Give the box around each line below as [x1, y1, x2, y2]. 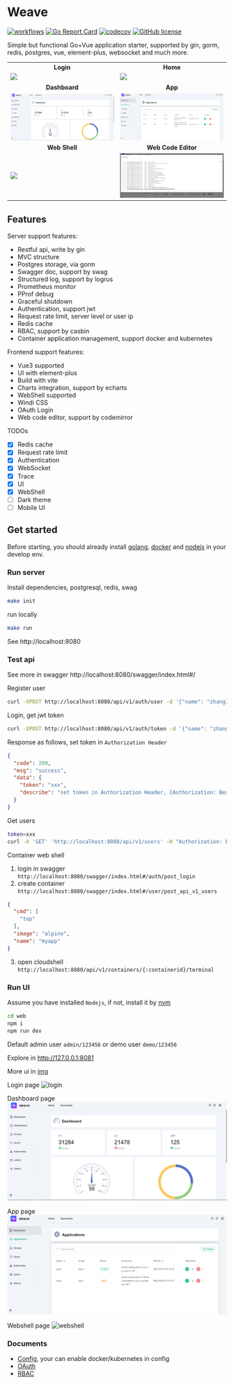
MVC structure [17, 253, 60, 262]
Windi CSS [17, 398, 49, 407]
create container [17, 879, 65, 887]
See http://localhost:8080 [7, 637, 81, 645]
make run [7, 624, 33, 631]
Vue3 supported [17, 361, 65, 370]
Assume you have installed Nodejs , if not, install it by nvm [7, 998, 171, 1007]
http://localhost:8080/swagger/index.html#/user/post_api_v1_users [17, 887, 217, 895]
